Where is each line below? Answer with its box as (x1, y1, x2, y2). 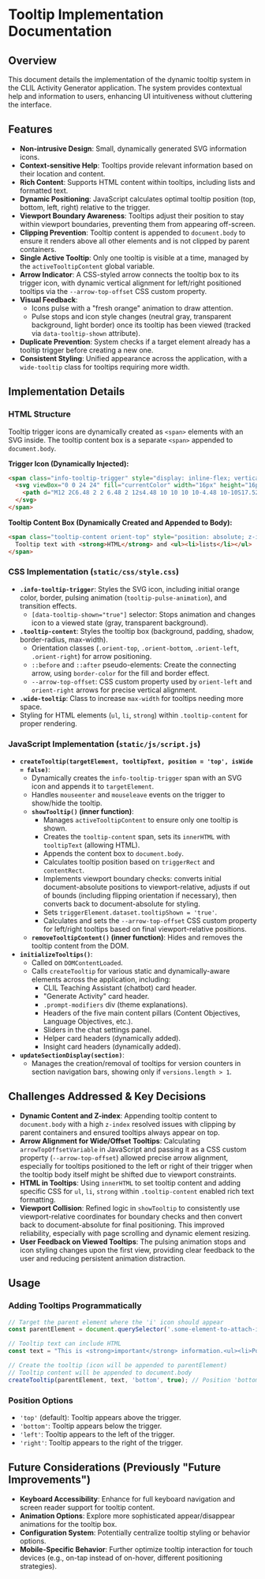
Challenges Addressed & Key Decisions (8, 1090, 207, 1103)
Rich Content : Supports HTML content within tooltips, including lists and (19, 177, 256, 187)
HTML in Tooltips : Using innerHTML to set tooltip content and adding (19, 1178, 241, 1187)
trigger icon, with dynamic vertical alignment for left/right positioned (19, 278, 242, 288)
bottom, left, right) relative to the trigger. (19, 202, 151, 212)
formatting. (19, 1195, 57, 1204)
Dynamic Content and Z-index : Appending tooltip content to (19, 1110, 218, 1120)
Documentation (8, 22, 113, 40)
